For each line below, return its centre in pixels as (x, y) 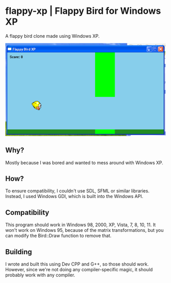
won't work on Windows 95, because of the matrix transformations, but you (84, 230)
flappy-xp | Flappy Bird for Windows (83, 11)
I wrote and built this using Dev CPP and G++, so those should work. (77, 264)
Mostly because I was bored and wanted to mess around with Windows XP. (84, 162)
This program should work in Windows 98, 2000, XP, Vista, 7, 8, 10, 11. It (81, 225)
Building (19, 252)
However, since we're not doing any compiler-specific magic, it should (79, 270)
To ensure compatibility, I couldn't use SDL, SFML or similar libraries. (77, 191)
